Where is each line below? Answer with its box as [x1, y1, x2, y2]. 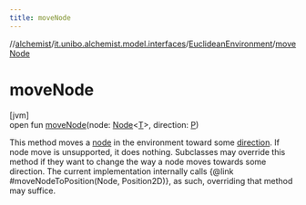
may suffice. [9, 185, 56, 196]
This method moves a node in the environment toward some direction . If [9, 137, 280, 148]
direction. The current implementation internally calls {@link [9, 165, 234, 177]
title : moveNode [9, 13, 71, 23]
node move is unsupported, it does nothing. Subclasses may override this [9, 146, 286, 157]
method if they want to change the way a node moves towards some [9, 156, 267, 167]
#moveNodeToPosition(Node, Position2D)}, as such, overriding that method [9, 175, 293, 186]
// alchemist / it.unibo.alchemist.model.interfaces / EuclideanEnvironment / [9, 38, 276, 49]
